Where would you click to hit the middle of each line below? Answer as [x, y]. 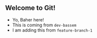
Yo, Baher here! [28, 19]
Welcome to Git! [30, 8]
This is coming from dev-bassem [44, 25]
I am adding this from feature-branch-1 [52, 30]
